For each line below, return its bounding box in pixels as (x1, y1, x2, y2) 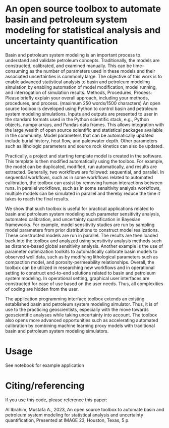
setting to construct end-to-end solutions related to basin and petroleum (5, 270, 156, 276)
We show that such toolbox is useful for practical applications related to (5, 205, 154, 211)
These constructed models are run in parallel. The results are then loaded (5, 232, 158, 238)
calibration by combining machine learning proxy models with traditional (5, 323, 155, 329)
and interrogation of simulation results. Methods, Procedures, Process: (5, 89, 152, 95)
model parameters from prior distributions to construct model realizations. (5, 227, 159, 233)
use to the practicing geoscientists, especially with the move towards (5, 306, 149, 312)
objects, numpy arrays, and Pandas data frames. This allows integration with (5, 122, 164, 128)
